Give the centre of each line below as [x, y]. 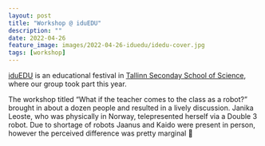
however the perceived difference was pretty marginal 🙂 [101, 133]
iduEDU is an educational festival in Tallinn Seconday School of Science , [127, 75]
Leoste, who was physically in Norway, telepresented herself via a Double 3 [133, 116]
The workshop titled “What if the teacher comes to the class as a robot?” [128, 99]
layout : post [30, 16]
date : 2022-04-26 [37, 38]
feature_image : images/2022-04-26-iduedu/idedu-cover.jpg [107, 45]
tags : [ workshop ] [37, 53]
